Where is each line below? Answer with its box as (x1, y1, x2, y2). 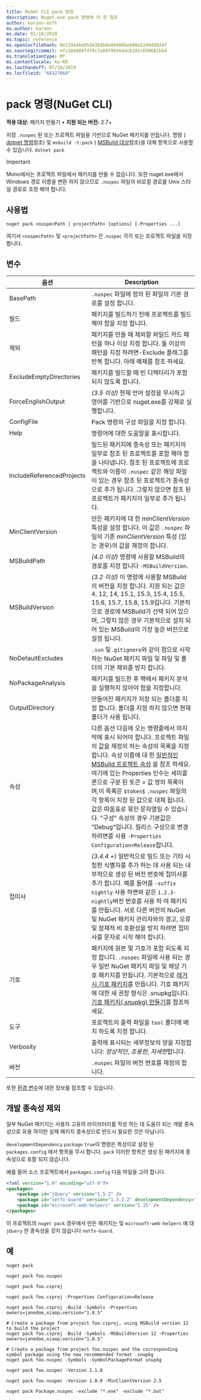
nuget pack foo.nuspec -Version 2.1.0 (6, 1367, 103, 1373)
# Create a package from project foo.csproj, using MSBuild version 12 (6, 1320, 188, 1326)
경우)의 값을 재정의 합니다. (98, 541, 169, 550)
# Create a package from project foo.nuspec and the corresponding (6, 1346, 178, 1352)
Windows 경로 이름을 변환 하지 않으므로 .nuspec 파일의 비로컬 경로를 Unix (6, 178, 180, 186)
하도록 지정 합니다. (98, 1027, 148, 1035)
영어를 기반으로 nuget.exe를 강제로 (91, 398, 185, 406)
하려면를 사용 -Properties (91, 832, 162, 840)
